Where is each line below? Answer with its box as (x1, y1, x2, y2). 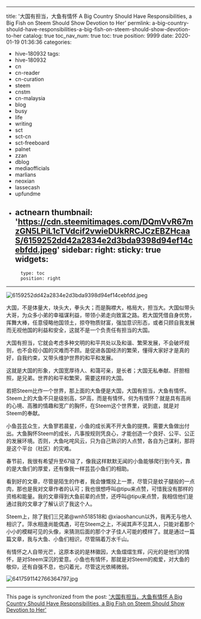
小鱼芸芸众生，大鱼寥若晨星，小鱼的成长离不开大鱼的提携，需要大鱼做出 (6, 422, 184, 429)
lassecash (14, 184, 40, 191)
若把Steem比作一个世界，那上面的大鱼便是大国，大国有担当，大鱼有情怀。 (6, 387, 190, 394)
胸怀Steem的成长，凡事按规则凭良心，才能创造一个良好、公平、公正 (26, 430, 196, 437)
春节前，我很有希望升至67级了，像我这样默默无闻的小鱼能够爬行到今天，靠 (6, 457, 191, 464)
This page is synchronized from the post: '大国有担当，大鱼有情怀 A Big (6, 593, 182, 600)
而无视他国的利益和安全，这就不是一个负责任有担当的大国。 (6, 326, 153, 333)
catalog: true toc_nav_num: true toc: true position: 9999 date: (23, 32, 174, 39)
